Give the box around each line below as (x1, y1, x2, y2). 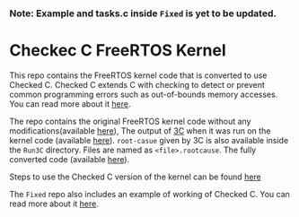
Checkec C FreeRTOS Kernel (9, 40, 226, 61)
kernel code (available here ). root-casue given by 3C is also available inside (9, 135, 289, 145)
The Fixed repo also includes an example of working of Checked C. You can (9, 188, 290, 199)
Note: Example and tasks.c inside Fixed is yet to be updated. (9, 7, 277, 20)
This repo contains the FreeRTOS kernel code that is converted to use (9, 70, 268, 81)
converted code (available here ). (9, 153, 130, 164)
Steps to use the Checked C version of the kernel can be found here (9, 171, 262, 182)
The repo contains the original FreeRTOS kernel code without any (9, 116, 251, 126)
